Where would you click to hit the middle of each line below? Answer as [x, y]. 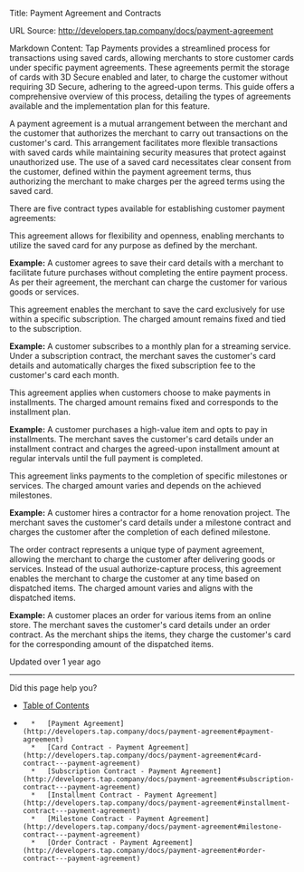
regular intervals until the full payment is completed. [106, 458]
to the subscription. [46, 329]
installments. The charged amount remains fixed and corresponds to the [144, 402]
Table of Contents [56, 705]
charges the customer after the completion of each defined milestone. [140, 532]
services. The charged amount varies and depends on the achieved [135, 485]
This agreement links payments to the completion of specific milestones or [148, 476]
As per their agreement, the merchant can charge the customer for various [148, 282]
